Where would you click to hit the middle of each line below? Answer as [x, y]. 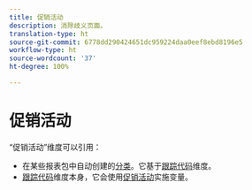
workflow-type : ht [43, 50]
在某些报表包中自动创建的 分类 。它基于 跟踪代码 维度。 [119, 165]
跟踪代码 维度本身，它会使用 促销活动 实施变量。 [107, 177]
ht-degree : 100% [39, 67]
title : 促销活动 [36, 17]
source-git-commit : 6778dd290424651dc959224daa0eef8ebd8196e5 [126, 42]
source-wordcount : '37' [53, 58]
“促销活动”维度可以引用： [55, 147]
